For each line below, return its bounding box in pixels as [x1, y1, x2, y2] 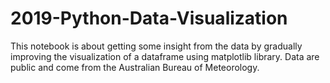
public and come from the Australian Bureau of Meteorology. [10, 61, 260, 73]
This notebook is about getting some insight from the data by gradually [10, 40, 303, 52]
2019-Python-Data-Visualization [10, 7, 288, 30]
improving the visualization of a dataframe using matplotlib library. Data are [10, 50, 320, 62]
